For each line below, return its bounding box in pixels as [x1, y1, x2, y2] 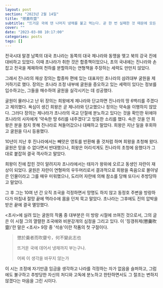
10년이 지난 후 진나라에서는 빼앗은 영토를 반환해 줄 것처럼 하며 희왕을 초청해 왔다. [5, 138, 159, 144]
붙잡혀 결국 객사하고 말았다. [14, 150, 67, 156]
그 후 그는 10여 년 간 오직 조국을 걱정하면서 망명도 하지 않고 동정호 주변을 [5, 189, 143, 195]
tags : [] [5, 39, 23, 44]
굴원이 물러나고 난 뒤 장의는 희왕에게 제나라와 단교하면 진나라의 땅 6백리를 [5, 98, 145, 104]
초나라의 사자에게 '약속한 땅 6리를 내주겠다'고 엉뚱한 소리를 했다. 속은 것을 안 [5, 116, 150, 122]
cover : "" [5, 25, 25, 30]
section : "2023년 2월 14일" [5, 12, 59, 17]
